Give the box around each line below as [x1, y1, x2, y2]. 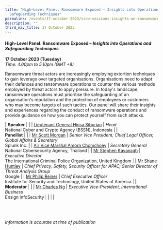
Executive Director [5, 153, 42, 159]
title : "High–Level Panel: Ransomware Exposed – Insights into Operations [5, 7, 160, 12]
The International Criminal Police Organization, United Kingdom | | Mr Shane [5, 158, 157, 164]
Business [5, 189, 23, 195]
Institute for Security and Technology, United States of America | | [5, 179, 137, 185]
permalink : [5, 16, 27, 21]
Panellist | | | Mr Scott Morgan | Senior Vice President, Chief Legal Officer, [5, 132, 154, 138]
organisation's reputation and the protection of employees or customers [5, 97, 149, 103]
